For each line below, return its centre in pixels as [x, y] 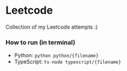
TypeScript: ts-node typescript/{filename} [68, 62]
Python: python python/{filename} [56, 55]
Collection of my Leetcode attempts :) [52, 27]
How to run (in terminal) [40, 42]
